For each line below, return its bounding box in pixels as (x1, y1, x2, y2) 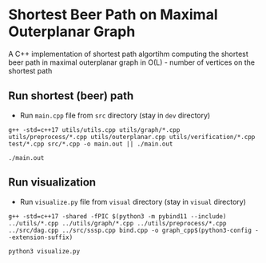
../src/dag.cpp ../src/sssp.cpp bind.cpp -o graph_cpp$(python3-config (8, 226, 252, 234)
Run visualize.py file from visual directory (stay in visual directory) (19, 197, 246, 206)
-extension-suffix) (8, 233, 73, 241)
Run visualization (8, 176, 97, 189)
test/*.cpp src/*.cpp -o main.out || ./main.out (8, 140, 173, 148)
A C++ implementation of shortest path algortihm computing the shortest (8, 49, 249, 58)
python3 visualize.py (8, 247, 81, 255)
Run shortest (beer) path (8, 90, 134, 103)
